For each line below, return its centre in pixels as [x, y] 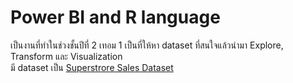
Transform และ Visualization [66, 56]
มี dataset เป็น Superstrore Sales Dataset [92, 67]
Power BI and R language [115, 17]
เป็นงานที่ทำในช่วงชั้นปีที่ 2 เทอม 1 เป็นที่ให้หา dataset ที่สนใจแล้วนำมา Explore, [147, 45]
